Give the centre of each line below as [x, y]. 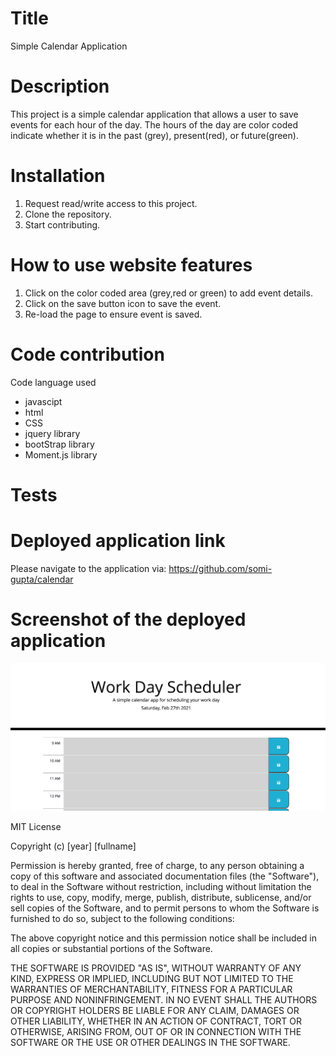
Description [60, 86]
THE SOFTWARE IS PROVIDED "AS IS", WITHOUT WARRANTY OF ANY [156, 968]
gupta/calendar [42, 579]
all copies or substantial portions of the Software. [111, 948]
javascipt [43, 401]
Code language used [53, 382]
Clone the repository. [68, 214]
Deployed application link [118, 541]
